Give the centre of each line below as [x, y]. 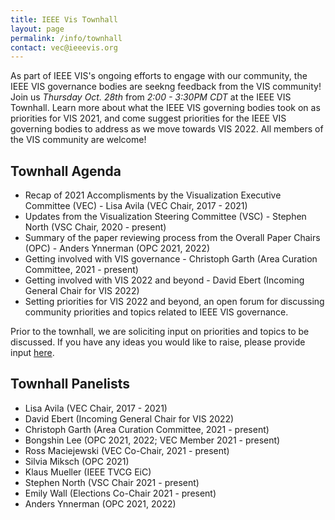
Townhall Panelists [70, 384]
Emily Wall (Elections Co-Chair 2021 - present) [120, 493]
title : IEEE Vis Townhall [64, 19]
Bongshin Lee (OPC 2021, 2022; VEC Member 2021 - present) [152, 440]
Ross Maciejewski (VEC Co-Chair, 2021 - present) [127, 450]
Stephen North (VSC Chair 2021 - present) [112, 482]
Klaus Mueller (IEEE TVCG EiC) [88, 472]
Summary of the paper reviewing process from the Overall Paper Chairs [172, 238]
